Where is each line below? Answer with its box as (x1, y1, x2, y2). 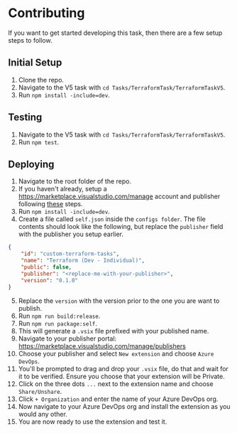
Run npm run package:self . (18, 319, 98, 328)
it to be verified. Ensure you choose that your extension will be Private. (18, 372, 226, 380)
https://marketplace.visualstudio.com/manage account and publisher (18, 192, 221, 201)
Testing (8, 112, 43, 124)
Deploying (8, 158, 55, 170)
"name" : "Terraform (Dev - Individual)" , (21, 257, 145, 264)
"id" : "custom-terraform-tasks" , (21, 250, 120, 257)
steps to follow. (8, 36, 53, 44)
